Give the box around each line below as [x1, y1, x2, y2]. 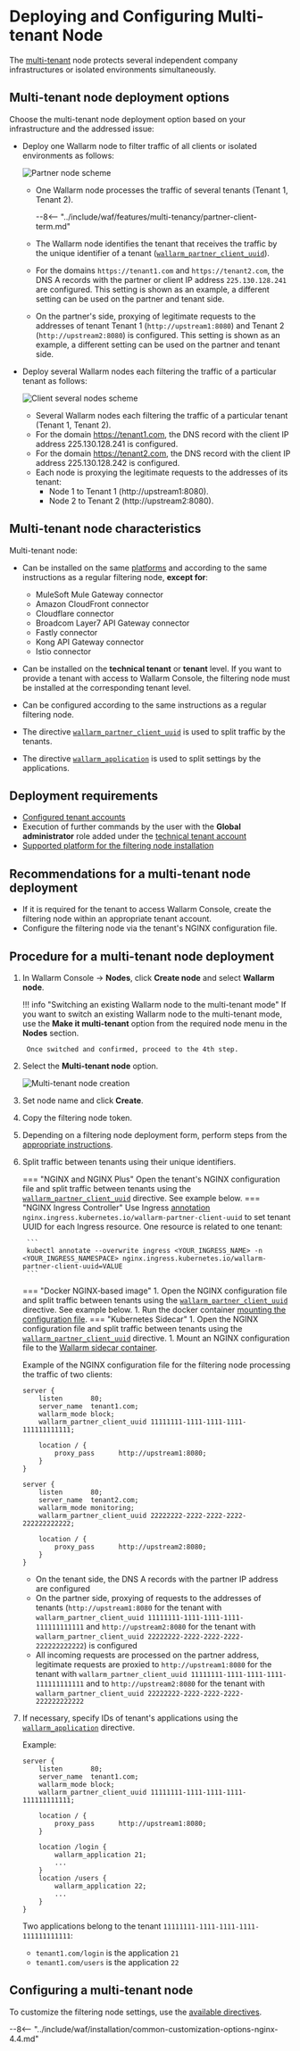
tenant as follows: [21, 375, 87, 386]
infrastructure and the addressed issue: [9, 123, 154, 134]
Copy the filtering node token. [21, 1113, 132, 1123]
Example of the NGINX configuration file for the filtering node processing [21, 1359, 291, 1370]
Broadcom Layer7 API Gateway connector [35, 618, 190, 628]
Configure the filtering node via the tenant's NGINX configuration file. [21, 923, 278, 934]
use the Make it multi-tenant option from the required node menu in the [21, 1018, 287, 1028]
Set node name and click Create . [21, 1095, 145, 1106]
